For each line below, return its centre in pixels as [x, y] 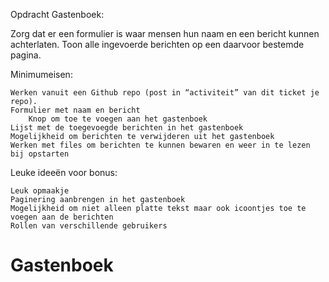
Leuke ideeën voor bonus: [64, 172]
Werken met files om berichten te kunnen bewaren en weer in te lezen [160, 145]
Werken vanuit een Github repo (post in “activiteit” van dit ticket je [165, 93]
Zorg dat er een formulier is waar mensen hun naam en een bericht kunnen [165, 33]
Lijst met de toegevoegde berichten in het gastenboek [127, 128]
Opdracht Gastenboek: [57, 14]
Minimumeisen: [41, 74]
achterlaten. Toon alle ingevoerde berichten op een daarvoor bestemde [157, 44]
